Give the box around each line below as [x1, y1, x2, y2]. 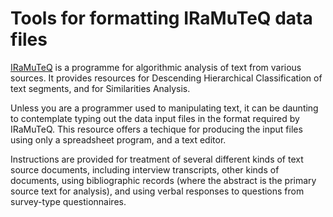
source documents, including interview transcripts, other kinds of [10, 163, 280, 176]
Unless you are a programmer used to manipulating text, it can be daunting [10, 102, 319, 114]
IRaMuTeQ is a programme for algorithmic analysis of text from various [10, 61, 302, 73]
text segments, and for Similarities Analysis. [10, 82, 191, 94]
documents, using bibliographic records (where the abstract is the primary [10, 174, 317, 186]
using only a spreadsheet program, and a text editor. [10, 133, 227, 146]
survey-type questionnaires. [10, 195, 127, 207]
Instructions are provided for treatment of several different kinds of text [10, 153, 304, 165]
